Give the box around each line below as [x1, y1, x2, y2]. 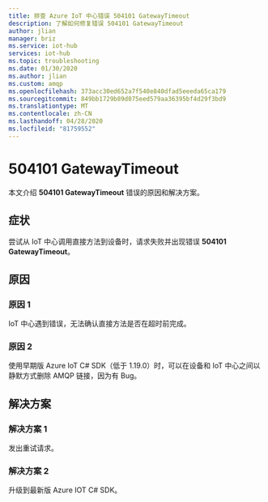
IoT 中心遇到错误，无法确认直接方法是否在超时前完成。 [8, 319, 192, 329]
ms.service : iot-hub [8, 42, 79, 50]
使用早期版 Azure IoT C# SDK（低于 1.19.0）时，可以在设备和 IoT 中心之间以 [8, 361, 261, 371]
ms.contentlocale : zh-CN [8, 110, 92, 118]
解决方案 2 [8, 466, 49, 477]
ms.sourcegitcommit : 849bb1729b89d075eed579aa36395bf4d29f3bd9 [8, 95, 227, 103]
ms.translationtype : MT [8, 102, 89, 110]
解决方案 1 [8, 423, 48, 434]
